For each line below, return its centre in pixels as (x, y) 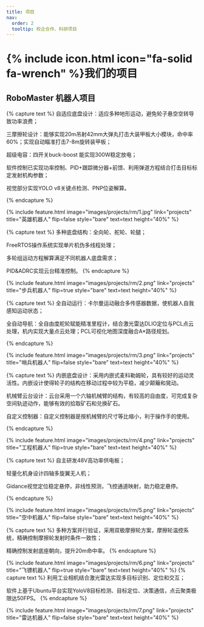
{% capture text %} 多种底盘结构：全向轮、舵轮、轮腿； (76, 232)
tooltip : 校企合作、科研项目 (44, 29)
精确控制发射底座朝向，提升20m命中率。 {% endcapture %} (81, 551)
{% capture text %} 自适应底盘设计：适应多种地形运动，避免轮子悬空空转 (98, 114)
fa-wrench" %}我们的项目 (72, 74)
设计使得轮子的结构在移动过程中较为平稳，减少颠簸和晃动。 (107, 383)
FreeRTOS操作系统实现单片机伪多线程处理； (62, 245)
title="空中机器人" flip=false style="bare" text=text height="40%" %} (93, 518)
